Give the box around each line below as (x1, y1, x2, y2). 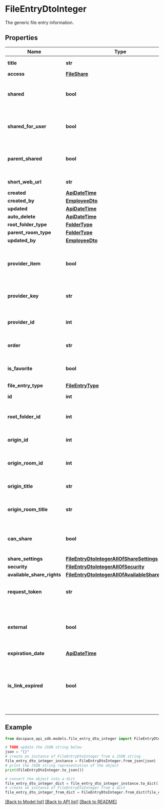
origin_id (7, 436, 28, 443)
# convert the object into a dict (5, 776, 76, 781)
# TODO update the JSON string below (5, 745, 82, 750)
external (7, 624, 28, 630)
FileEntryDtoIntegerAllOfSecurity (65, 563, 145, 570)
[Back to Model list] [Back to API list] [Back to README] (5, 799, 117, 805)
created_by (7, 197, 35, 204)
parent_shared (7, 155, 42, 162)
